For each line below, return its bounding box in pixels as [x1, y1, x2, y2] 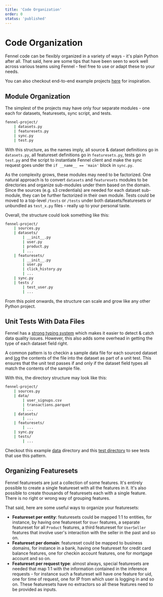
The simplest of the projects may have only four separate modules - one [5, 105, 150, 111]
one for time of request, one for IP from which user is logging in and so [12, 576, 154, 582]
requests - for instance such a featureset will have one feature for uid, [12, 571, 153, 577]
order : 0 [5, 12, 23, 17]
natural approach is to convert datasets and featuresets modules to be [5, 177, 148, 182]
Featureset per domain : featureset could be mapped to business [12, 540, 143, 545]
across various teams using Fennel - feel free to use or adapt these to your [5, 64, 155, 70]
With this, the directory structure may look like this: [5, 375, 107, 381]
